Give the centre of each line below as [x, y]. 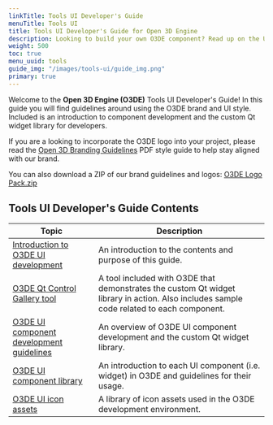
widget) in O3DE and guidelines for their [175, 376]
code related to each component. [162, 309]
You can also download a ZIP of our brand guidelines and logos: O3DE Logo [135, 174]
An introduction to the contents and [166, 250]
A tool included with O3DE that [157, 279]
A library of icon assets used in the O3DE [177, 399]
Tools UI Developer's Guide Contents [104, 208]
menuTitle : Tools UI [43, 24]
